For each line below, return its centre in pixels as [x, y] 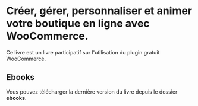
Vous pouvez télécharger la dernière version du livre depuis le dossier [92, 91]
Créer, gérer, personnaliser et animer [99, 11]
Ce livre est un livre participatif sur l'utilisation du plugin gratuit [83, 52]
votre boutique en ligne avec [78, 23]
